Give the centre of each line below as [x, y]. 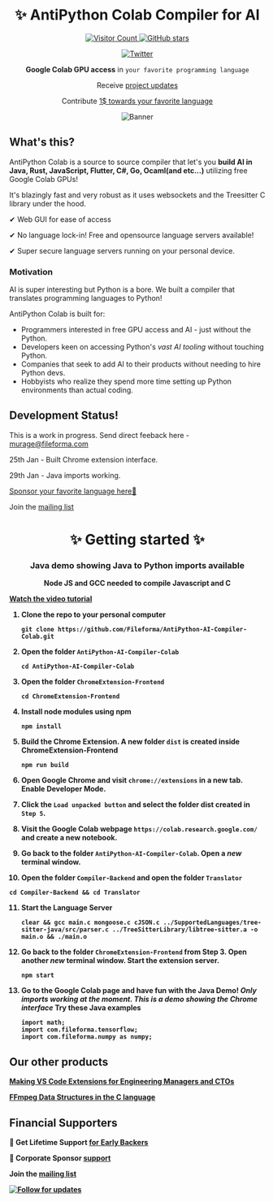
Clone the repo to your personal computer [93, 614]
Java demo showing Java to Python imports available [137, 565]
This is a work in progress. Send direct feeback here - [100, 435]
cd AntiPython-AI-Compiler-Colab [78, 667]
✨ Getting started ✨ [137, 540]
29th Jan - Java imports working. [65, 475]
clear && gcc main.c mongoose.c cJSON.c [90, 923]
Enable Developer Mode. [63, 789]
